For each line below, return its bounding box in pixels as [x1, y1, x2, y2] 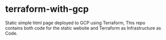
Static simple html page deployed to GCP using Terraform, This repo [5, 20, 146, 26]
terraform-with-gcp [5, 3, 89, 15]
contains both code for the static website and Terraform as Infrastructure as [5, 25, 161, 31]
